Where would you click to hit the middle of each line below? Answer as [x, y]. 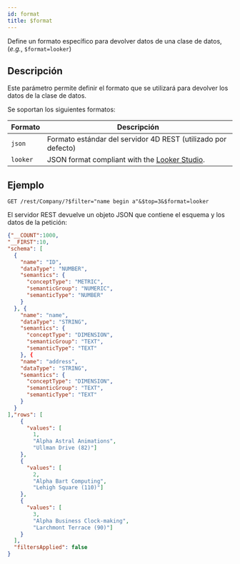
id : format [24, 14]
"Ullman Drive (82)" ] [65, 448]
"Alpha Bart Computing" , [70, 481]
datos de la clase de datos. [47, 96]
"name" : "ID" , [41, 262]
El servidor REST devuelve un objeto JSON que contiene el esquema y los [116, 215]
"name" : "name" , [45, 315]
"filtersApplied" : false [51, 548]
